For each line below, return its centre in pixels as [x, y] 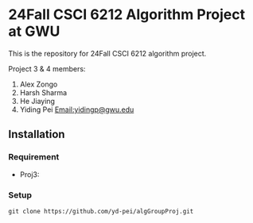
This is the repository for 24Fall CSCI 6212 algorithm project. [107, 53]
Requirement [34, 157]
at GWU [34, 31]
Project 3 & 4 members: [47, 68]
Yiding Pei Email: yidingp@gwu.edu [77, 110]
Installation [37, 135]
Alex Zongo [39, 84]
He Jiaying [37, 101]
